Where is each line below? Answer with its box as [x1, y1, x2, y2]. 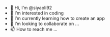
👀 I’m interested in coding [10, 10, 64, 16]
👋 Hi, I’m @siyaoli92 [10, 5, 52, 10]
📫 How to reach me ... [10, 26, 58, 32]
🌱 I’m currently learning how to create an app [10, 15, 105, 21]
